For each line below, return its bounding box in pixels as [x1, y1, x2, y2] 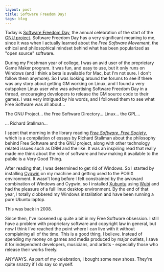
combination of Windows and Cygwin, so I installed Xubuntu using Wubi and [5, 181, 159, 187]
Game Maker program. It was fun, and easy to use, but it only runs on [5, 65, 145, 71]
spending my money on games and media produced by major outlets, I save [5, 236, 158, 242]
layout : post [5, 7, 32, 12]
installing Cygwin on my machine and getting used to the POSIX [5, 171, 134, 177]
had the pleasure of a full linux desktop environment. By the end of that [5, 186, 149, 192]
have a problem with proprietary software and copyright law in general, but [5, 221, 157, 227]
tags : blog [5, 16, 27, 21]
